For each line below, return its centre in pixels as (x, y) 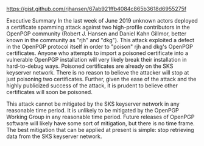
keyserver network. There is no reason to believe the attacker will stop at (98, 72)
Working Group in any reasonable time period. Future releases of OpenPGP (100, 117)
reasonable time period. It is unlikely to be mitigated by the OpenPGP (93, 110)
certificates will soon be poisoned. (49, 92)
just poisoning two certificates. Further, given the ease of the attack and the (101, 79)
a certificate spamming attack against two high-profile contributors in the (98, 27)
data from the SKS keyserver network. (54, 136)
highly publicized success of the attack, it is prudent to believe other (92, 86)
